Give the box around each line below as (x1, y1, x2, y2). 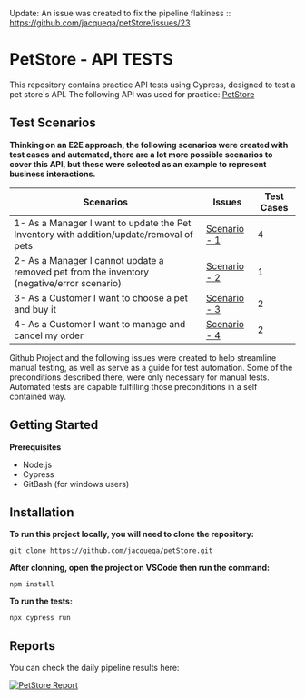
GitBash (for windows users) (22, 478, 130, 489)
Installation (9, 504, 74, 520)
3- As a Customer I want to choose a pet (14, 291, 189, 304)
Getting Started (9, 417, 99, 433)
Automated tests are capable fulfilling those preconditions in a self (9, 381, 258, 392)
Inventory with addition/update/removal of (14, 227, 193, 240)
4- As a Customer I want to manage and (14, 317, 186, 330)
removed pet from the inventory (14, 265, 150, 278)
